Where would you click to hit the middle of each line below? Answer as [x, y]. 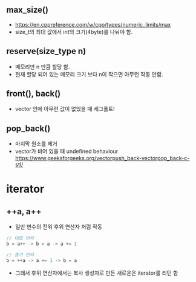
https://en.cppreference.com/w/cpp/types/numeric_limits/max [93, 24]
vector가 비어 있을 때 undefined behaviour [67, 152]
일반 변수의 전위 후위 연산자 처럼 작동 [59, 227]
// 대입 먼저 [20, 238]
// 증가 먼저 [20, 255]
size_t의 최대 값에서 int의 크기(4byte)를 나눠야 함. [74, 32]
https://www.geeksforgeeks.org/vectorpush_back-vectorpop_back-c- [102, 158]
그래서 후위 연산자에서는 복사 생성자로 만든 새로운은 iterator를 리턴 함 [96, 273]
